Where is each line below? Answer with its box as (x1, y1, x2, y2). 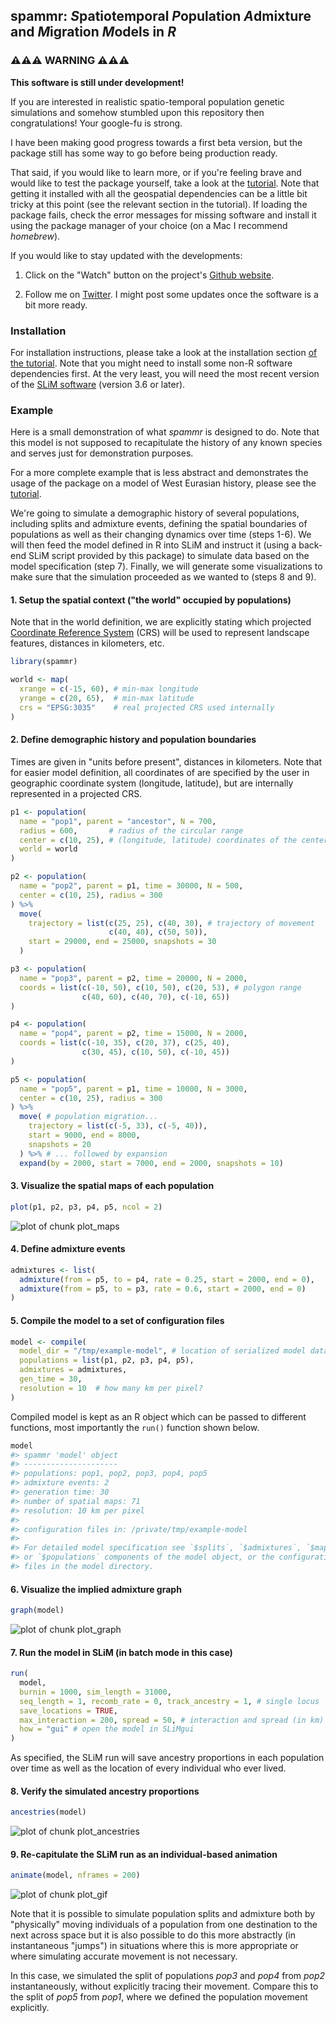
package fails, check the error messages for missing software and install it (10, 209, 317, 221)
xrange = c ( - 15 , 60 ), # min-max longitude (19, 684, 199, 694)
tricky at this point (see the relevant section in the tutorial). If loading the (10, 198, 308, 210)
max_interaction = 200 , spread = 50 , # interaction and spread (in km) (19, 1715, 325, 1725)
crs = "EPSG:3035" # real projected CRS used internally (19, 702, 275, 713)
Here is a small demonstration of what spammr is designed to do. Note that (10, 426, 320, 438)
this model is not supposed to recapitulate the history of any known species (10, 437, 323, 449)
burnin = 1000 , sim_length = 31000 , (19, 1687, 172, 1697)
